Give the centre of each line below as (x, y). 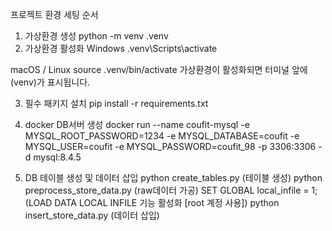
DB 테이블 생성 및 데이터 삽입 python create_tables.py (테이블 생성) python (173, 177)
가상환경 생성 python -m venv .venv (96, 36)
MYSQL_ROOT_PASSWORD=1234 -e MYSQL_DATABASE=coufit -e (162, 136)
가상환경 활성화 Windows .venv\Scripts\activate (121, 48)
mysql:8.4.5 (57, 157)
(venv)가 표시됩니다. (50, 82)
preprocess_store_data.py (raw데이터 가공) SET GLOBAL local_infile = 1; (171, 190)
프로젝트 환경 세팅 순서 (54, 14)
